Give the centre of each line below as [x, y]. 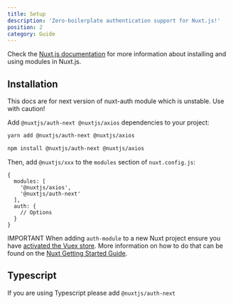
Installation [33, 84]
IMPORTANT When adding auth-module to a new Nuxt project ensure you [114, 238]
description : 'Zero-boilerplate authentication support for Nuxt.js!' [114, 21]
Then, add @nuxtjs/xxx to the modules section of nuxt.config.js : [102, 162]
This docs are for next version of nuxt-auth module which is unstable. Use [116, 101]
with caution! [26, 109]
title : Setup [27, 14]
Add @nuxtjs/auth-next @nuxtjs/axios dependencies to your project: [108, 122]
